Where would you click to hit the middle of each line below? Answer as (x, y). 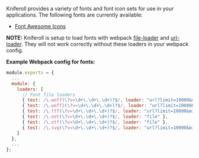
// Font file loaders (49, 95)
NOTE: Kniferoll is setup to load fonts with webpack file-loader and (88, 38)
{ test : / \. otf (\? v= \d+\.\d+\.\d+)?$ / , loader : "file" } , (95, 122)
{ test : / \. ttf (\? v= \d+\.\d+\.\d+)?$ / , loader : (82, 111)
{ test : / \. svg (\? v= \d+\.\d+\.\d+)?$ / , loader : (82, 128)
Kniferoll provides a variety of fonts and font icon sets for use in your (90, 9)
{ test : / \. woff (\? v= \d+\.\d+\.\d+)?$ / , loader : (83, 100)
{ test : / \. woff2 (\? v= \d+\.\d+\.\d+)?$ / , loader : (84, 106)
